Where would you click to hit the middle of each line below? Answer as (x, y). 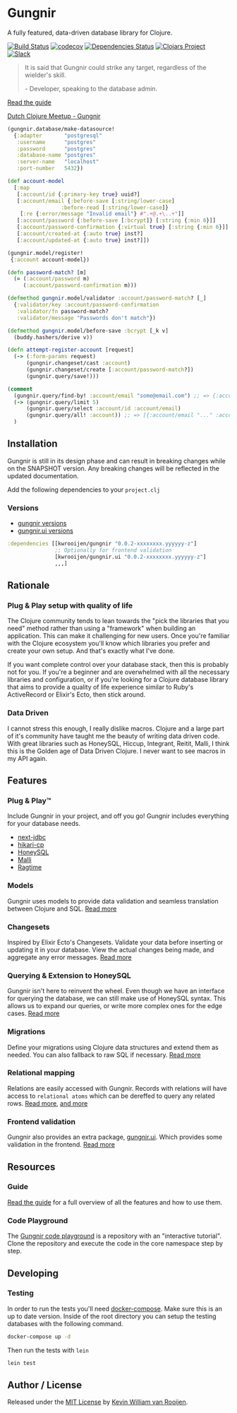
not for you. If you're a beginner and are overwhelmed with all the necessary (119, 672)
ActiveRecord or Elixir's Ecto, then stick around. (77, 694)
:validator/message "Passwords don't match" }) (86, 318)
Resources (31, 1167)
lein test (22, 1363)
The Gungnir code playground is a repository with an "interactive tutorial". (115, 1236)
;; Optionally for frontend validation (113, 550)
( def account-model (36, 182)
